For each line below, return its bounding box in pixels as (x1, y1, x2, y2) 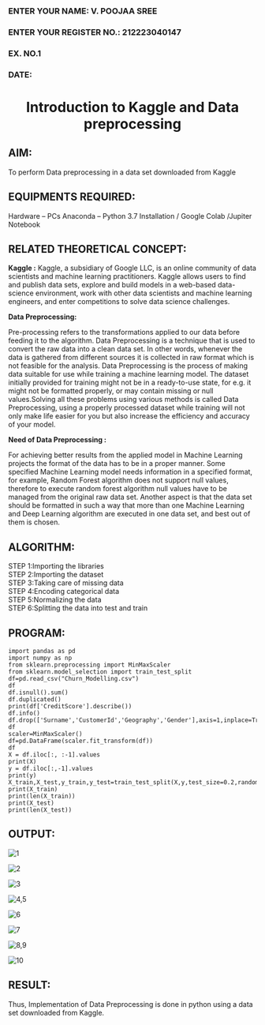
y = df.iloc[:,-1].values (8, 764, 93, 772)
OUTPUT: (8, 828, 55, 841)
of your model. (8, 420, 56, 430)
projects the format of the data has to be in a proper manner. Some (8, 459, 226, 468)
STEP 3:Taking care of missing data (8, 578, 124, 588)
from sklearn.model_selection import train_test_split (8, 667, 192, 676)
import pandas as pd (8, 647, 77, 655)
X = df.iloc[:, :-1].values (8, 750, 101, 759)
